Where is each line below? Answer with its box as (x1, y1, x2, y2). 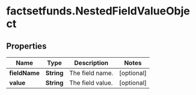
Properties (6, 41, 47, 51)
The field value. (69, 79, 113, 87)
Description (74, 59, 109, 67)
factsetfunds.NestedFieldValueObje (6, 4, 191, 18)
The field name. (69, 69, 114, 77)
